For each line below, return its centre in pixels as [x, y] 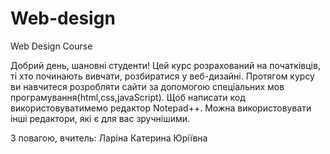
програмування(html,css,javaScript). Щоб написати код [128, 97]
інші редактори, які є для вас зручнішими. [100, 118]
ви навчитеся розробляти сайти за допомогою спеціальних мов [147, 86]
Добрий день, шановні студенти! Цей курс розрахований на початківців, [165, 65]
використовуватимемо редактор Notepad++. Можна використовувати [161, 108]
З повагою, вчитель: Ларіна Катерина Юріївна [109, 138]
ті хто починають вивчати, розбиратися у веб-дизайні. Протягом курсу [162, 76]
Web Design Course [51, 46]
